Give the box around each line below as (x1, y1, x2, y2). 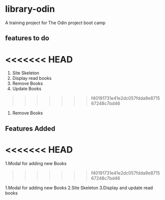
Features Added (5, 124, 56, 133)
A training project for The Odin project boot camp (5, 20, 106, 26)
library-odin (5, 3, 55, 15)
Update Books (12, 86, 41, 92)
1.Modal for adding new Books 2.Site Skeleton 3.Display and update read (5, 185, 153, 191)
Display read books (12, 75, 52, 81)
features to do (5, 34, 49, 42)
